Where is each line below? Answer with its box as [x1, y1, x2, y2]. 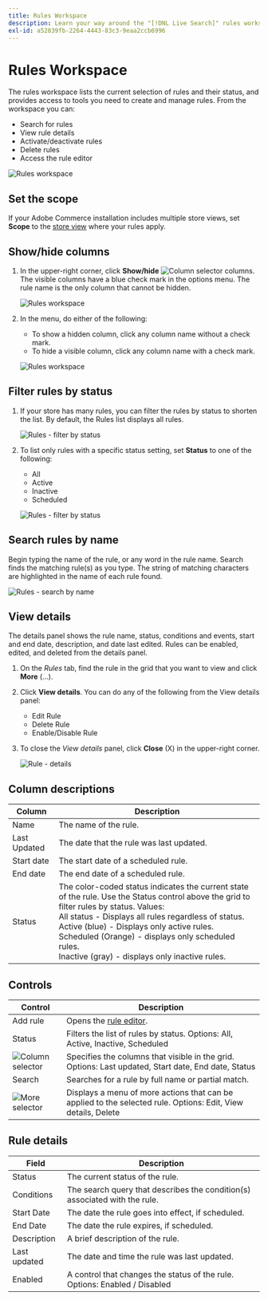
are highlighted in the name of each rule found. [8, 571, 163, 581]
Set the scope [8, 192, 78, 206]
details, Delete [66, 1107, 120, 1117]
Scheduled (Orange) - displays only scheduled [58, 931, 235, 942]
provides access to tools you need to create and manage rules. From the [8, 96, 246, 105]
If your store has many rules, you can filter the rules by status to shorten [19, 406, 258, 416]
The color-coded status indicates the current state [58, 881, 249, 892]
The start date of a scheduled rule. [58, 855, 188, 866]
